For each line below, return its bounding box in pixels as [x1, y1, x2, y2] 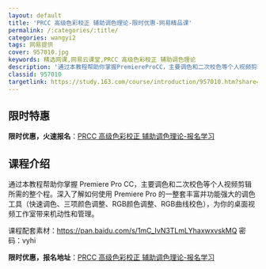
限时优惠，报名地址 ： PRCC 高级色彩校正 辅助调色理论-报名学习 [8, 252, 215, 262]
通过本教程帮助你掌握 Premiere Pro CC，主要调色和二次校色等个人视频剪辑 [8, 180, 252, 189]
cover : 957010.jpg [8, 48, 69, 56]
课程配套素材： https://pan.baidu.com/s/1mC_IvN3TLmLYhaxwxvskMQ [8, 226, 237, 236]
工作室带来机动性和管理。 [14, 209, 99, 218]
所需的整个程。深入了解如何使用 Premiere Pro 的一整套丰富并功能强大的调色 [8, 189, 256, 199]
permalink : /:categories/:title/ [8, 26, 119, 34]
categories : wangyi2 [8, 33, 77, 42]
